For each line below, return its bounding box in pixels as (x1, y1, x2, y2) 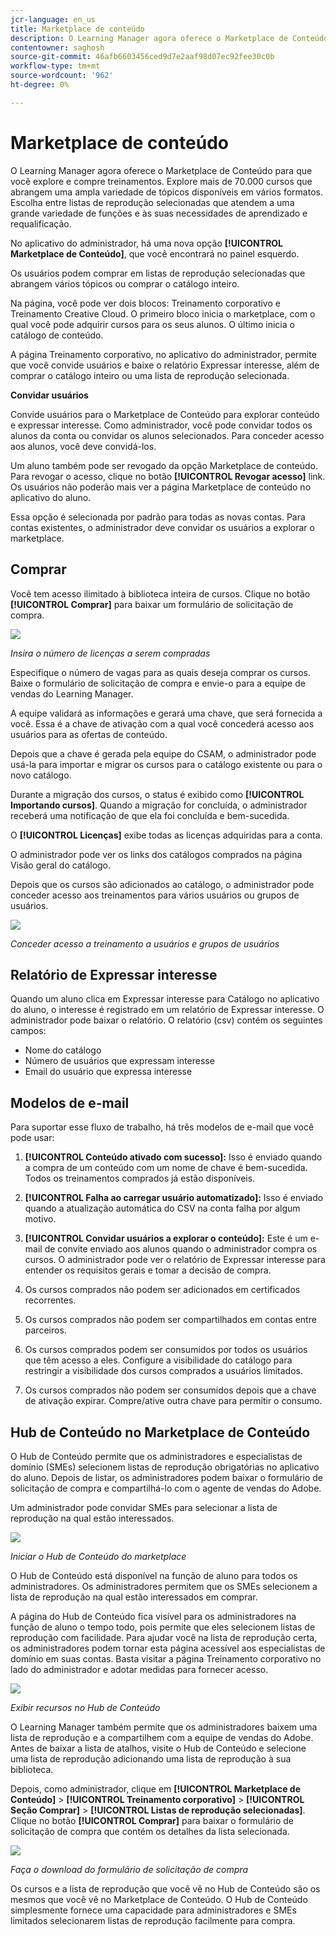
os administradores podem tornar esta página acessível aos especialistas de (10, 1642, 326, 1654)
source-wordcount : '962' (10, 71, 114, 81)
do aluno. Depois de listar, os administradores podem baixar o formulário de (10, 1471, 324, 1483)
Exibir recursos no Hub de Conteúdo (10, 1701, 161, 1713)
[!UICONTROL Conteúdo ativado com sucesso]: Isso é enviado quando (24, 1151, 323, 1163)
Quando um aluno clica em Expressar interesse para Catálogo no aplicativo (10, 993, 320, 1005)
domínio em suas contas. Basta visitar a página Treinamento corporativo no (10, 1652, 322, 1665)
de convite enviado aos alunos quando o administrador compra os (44, 1243, 318, 1255)
